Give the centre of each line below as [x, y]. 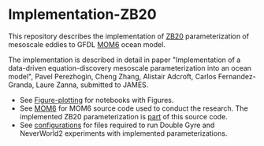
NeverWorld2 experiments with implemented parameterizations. [123, 133]
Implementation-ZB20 [82, 15]
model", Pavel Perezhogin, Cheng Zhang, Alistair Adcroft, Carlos [112, 76]
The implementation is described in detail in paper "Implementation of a [125, 60]
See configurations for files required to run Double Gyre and [117, 125]
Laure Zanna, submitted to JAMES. [92, 85]
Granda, [21, 85]
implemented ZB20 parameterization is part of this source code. [124, 116]
